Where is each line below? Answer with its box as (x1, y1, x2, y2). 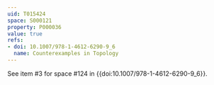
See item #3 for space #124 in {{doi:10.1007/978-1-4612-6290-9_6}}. (7, 69, 208, 78)
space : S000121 (7, 17, 52, 24)
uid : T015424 (7, 10, 46, 18)
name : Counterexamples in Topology (13, 50, 119, 57)
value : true (7, 30, 43, 38)
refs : (7, 37, 23, 44)
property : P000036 (7, 23, 62, 30)
